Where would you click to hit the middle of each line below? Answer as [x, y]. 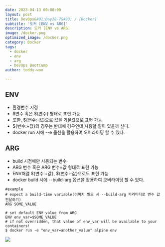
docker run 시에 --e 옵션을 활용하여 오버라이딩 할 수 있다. [69, 132]
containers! [17, 226]
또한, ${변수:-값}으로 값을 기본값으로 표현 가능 [57, 120]
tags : [11, 47]
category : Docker [23, 42]
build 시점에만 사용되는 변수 [39, 161]
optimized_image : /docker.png [37, 38]
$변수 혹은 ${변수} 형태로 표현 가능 [46, 113]
